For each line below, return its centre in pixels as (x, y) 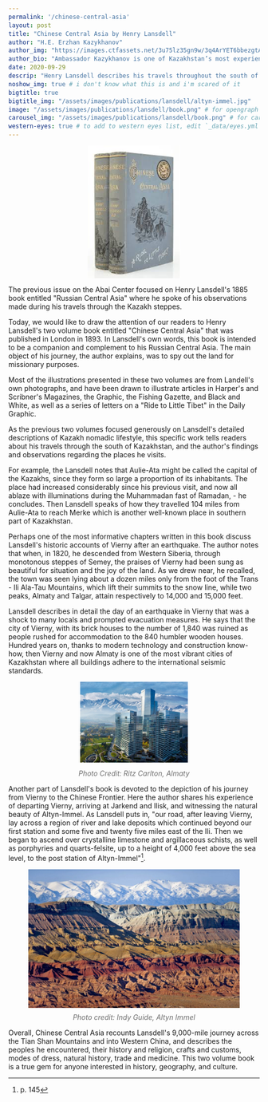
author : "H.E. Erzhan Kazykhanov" (66, 42)
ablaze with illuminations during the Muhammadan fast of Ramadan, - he (128, 496)
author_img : (28, 51)
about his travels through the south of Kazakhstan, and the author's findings (134, 446)
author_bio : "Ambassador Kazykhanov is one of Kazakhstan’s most (119, 59)
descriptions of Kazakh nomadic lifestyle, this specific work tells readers (128, 438)
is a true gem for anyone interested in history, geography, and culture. (123, 1066)
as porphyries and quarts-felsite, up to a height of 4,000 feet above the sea (132, 848)
